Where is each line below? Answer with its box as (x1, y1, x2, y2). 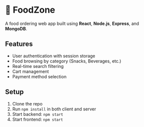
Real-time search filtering (12, 63, 64, 69)
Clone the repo (12, 101, 43, 106)
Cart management (12, 68, 49, 74)
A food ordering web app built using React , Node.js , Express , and (5, 21, 139, 26)
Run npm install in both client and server (12, 106, 96, 112)
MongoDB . (5, 25, 28, 31)
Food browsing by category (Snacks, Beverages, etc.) (12, 58, 121, 64)
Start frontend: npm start (12, 116, 63, 122)
